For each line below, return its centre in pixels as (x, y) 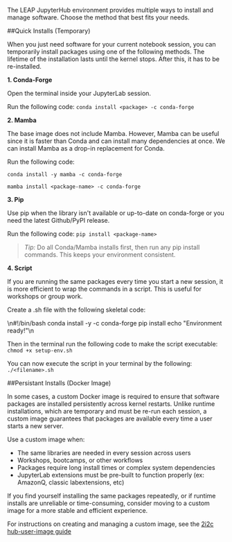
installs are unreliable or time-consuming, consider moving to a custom (108, 503)
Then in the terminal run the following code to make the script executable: (113, 344)
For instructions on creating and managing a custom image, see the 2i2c (110, 524)
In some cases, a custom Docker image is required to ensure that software (113, 396)
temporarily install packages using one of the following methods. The (106, 52)
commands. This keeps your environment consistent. (100, 255)
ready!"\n (21, 330)
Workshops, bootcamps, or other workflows (80, 460)
